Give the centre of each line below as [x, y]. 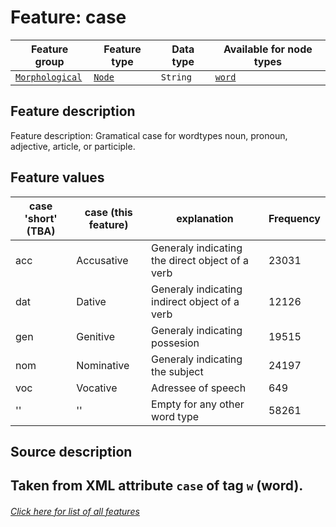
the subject [177, 371]
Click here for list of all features [75, 511]
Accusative [102, 260]
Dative [91, 301]
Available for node [268, 49]
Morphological [49, 77]
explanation [205, 218]
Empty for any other [198, 404]
